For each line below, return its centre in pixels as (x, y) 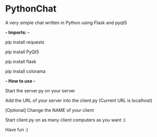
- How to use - (20, 81)
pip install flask (21, 61)
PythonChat (31, 9)
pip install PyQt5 (22, 52)
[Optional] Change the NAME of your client (50, 110)
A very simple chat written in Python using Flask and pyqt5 (66, 23)
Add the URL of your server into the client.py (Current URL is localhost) (79, 100)
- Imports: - (18, 32)
